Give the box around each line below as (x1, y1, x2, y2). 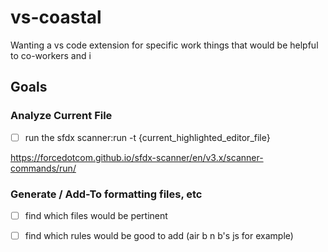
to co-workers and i (10, 49, 92, 61)
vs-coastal (10, 6, 102, 29)
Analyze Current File (10, 109, 113, 123)
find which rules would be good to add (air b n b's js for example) (24, 230, 294, 242)
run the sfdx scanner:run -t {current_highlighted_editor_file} (24, 131, 271, 143)
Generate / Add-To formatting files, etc (10, 187, 203, 201)
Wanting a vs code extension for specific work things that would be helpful (10, 39, 319, 51)
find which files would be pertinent (24, 209, 168, 221)
